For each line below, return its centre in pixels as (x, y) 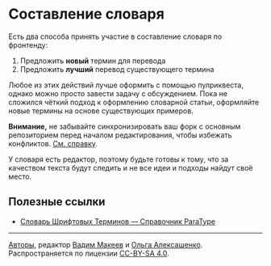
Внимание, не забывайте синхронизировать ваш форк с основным (125, 126)
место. (20, 176)
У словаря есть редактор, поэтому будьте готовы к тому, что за (119, 159)
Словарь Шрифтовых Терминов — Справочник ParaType (118, 221)
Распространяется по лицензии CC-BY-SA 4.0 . (89, 253)
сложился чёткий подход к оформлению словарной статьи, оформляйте (134, 102)
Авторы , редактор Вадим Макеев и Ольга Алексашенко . (106, 244)
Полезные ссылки (57, 202)
